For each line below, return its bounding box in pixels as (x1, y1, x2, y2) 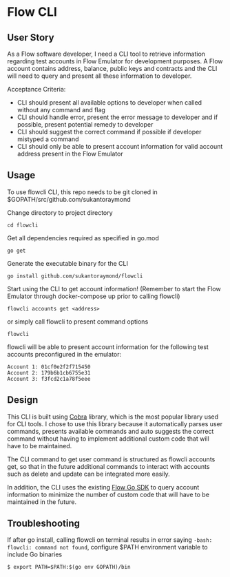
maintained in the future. (7, 497, 77, 506)
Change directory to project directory (7, 208, 113, 217)
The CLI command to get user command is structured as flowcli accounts (7, 455, 216, 463)
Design (7, 394, 39, 406)
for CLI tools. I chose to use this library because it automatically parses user (7, 419, 222, 428)
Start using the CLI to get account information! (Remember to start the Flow (7, 284, 222, 293)
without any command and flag (17, 106, 105, 114)
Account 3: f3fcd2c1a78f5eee (7, 375, 91, 382)
